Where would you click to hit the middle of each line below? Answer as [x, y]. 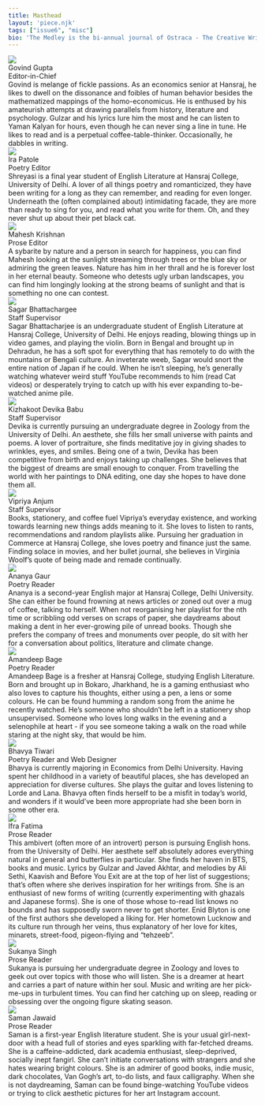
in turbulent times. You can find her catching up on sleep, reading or [146, 993]
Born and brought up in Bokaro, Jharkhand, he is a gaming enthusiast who [129, 685]
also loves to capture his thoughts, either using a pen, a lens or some [120, 693]
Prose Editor [28, 243]
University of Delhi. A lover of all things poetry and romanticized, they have [130, 185]
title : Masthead [35, 15]
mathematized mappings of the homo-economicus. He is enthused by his [127, 101]
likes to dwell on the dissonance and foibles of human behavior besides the [131, 93]
